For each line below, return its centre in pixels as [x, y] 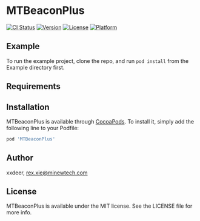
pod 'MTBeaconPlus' [31, 139]
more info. [19, 213]
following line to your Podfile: [43, 128]
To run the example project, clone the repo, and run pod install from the [98, 61]
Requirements [33, 86]
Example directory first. [35, 67]
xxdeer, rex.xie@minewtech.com [47, 173]
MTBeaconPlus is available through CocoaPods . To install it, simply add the [100, 121]
